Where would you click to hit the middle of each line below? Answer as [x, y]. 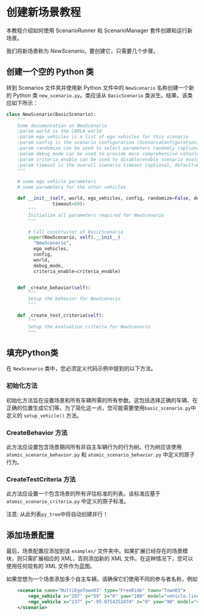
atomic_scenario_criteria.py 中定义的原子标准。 [68, 501]
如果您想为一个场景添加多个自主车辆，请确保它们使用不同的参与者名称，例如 [102, 579]
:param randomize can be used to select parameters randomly [96, 148]
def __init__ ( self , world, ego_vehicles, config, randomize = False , [104, 198]
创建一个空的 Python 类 [50, 72]
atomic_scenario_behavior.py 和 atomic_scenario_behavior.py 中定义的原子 [101, 454]
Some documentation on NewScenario [62, 126]
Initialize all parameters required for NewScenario [96, 215]
